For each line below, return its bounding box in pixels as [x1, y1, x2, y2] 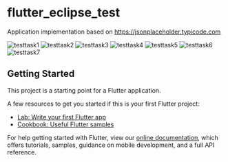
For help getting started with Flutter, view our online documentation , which [7, 133, 219, 141]
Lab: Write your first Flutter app [17, 113, 107, 121]
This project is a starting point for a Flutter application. [7, 86, 161, 94]
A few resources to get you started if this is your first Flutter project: [7, 100, 200, 108]
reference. [7, 148, 37, 156]
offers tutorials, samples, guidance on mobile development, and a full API [7, 141, 215, 149]
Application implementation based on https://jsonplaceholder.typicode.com [7, 27, 221, 36]
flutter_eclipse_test [7, 5, 121, 21]
